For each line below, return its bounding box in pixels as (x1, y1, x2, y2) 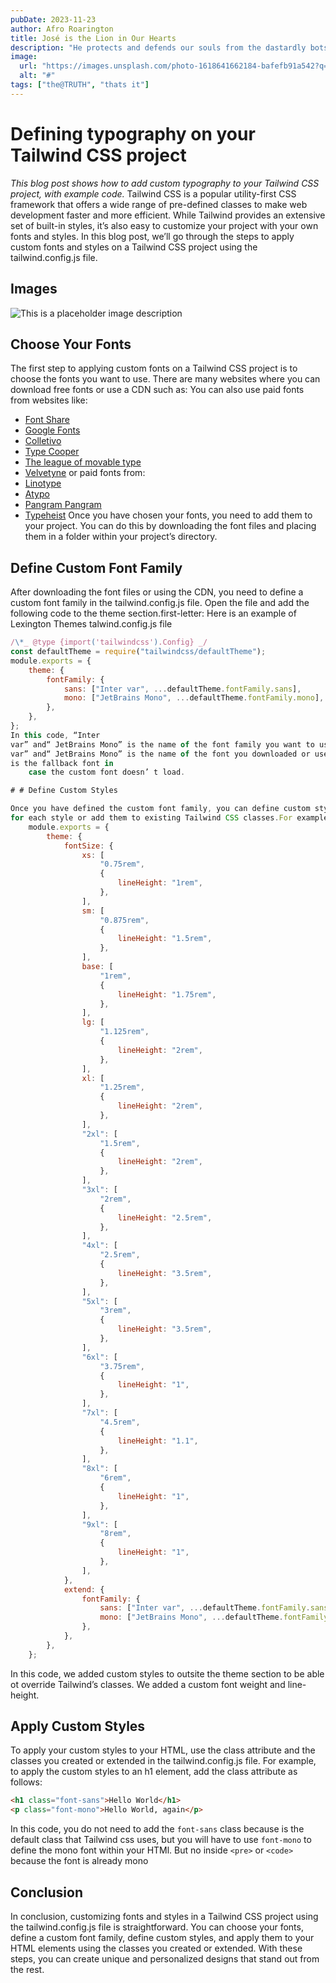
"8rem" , (99, 1529, 132, 1539)
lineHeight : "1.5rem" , (117, 934, 213, 944)
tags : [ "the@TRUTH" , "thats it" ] (10, 80, 150, 90)
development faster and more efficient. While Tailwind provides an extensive (10, 209, 326, 221)
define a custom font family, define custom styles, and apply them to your (10, 1932, 315, 1943)
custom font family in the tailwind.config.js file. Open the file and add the (10, 597, 310, 609)
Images (10, 281, 58, 298)
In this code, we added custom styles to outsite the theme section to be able (10, 1667, 325, 1680)
